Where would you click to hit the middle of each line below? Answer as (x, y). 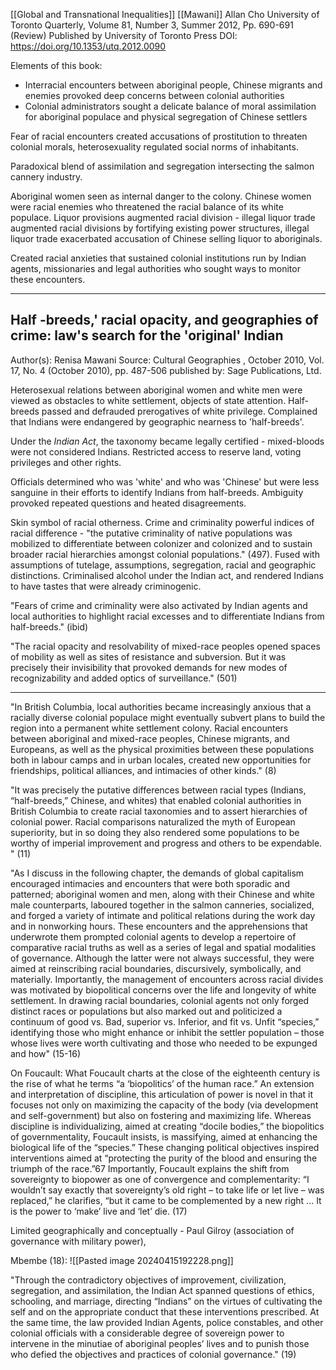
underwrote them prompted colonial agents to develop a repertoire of (153, 936)
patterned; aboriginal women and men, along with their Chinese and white (162, 894)
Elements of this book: (56, 65)
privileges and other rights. (66, 462)
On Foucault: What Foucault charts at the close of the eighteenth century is (165, 1073)
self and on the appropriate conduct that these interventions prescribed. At (165, 1311)
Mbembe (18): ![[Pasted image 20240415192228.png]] (122, 1260)
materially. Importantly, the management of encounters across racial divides (167, 979)
